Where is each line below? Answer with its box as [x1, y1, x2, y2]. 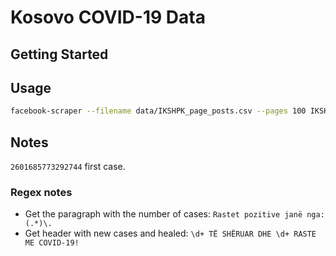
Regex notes [10, 186, 73, 199]
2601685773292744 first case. [10, 161, 126, 173]
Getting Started [10, 46, 109, 63]
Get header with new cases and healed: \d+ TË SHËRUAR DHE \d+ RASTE [24, 227, 317, 240]
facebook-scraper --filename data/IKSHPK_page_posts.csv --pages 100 [10, 106, 307, 116]
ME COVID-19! [24, 238, 80, 248]
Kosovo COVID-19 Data [10, 6, 206, 29]
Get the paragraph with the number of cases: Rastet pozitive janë [24, 208, 303, 220]
